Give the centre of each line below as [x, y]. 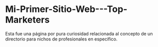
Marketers [28, 20]
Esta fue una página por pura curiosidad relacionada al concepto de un [79, 33]
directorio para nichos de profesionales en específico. [61, 39]
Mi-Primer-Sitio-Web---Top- [66, 9]
